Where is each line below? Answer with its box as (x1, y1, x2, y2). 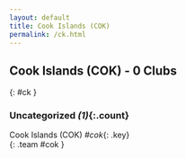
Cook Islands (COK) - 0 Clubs (9, 63, 177, 78)
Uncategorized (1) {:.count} (9, 110, 130, 122)
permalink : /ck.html (9, 30, 87, 39)
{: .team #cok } (9, 139, 65, 150)
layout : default (9, 13, 70, 22)
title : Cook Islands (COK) (9, 22, 111, 31)
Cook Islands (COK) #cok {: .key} (9, 129, 130, 140)
